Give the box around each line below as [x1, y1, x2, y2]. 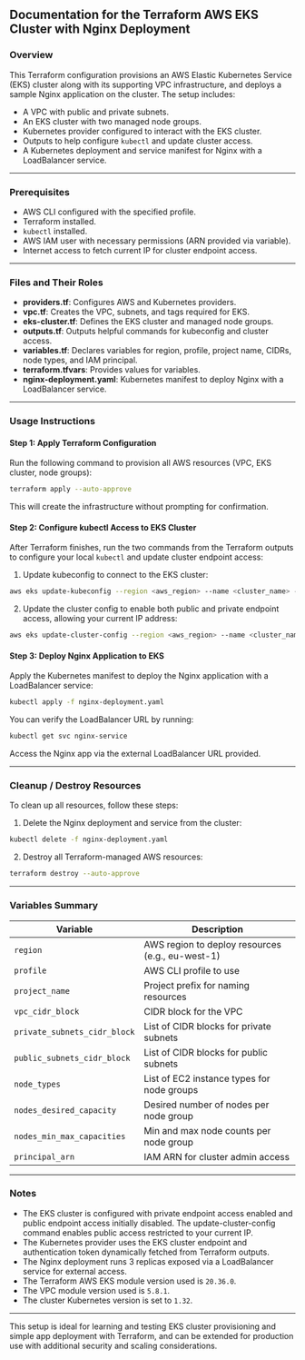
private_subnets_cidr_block [14, 1027, 135, 1037]
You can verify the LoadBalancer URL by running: [9, 714, 194, 725]
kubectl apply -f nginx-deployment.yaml [9, 698, 165, 707]
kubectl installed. [22, 225, 88, 236]
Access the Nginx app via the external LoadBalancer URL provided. [9, 749, 261, 759]
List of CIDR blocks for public [143, 1046, 268, 1058]
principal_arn [14, 1151, 75, 1162]
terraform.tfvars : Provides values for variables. [22, 364, 202, 375]
